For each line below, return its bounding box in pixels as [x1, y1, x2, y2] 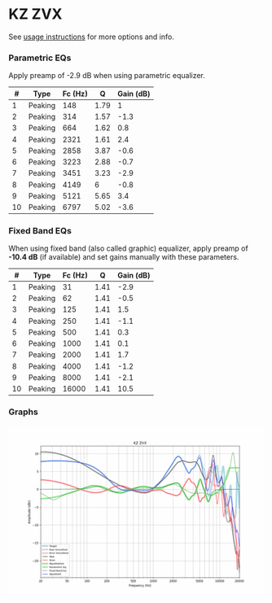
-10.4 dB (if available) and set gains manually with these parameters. [8, 252, 239, 262]
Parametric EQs [8, 52, 72, 63]
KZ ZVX [8, 5, 63, 24]
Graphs [8, 406, 38, 417]
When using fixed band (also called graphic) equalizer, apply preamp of [8, 243, 248, 253]
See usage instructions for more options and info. [8, 32, 175, 42]
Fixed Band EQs [8, 225, 72, 236]
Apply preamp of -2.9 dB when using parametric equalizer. [8, 71, 206, 81]
